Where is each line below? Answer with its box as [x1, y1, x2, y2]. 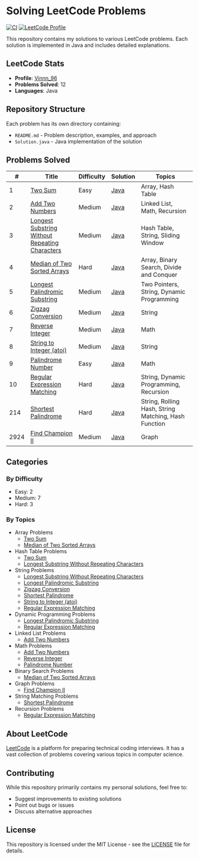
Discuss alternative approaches [14, 807, 92, 815]
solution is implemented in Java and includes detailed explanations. [6, 41, 171, 49]
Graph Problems [14, 680, 55, 687]
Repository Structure [6, 104, 86, 114]
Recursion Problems [14, 705, 64, 713]
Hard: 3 [14, 501, 34, 508]
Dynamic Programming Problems [14, 611, 96, 618]
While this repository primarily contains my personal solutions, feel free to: [6, 784, 188, 791]
